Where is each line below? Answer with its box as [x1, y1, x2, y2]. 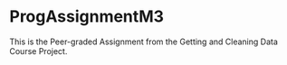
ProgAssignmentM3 [9, 6, 165, 27]
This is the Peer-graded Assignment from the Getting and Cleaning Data [9, 36, 278, 47]
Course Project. [9, 45, 68, 56]
